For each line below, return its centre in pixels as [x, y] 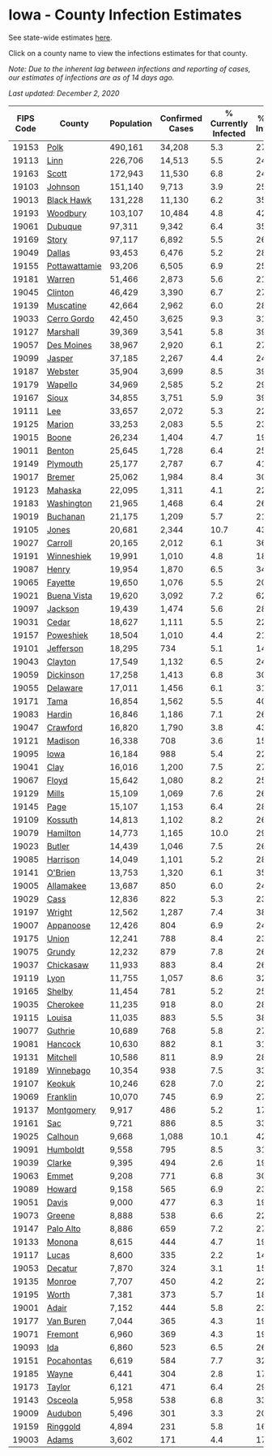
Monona [62, 1242]
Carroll [59, 543]
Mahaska [64, 490]
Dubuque [64, 226]
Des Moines [69, 345]
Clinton [60, 292]
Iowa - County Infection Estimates [125, 15]
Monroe [62, 1282]
